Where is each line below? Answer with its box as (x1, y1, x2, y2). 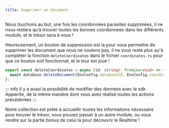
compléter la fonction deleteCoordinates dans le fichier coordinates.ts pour (5, 52, 163, 58)
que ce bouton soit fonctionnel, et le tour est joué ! (5, 57, 110, 63)
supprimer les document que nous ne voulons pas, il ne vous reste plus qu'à (5, 47, 163, 53)
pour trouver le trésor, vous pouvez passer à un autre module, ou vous (5, 112, 151, 118)
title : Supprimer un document (5, 7, 69, 13)
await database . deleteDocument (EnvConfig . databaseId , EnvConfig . (10, 72, 150, 77)
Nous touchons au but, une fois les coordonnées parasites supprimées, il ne (5, 21, 163, 27)
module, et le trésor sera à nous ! (5, 32, 74, 38)
